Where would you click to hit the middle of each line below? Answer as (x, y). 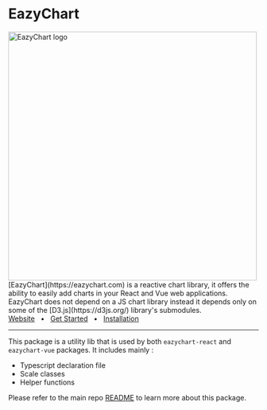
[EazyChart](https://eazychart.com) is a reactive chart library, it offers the (129, 284)
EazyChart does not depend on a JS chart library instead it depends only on (132, 301)
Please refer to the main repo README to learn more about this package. (127, 397)
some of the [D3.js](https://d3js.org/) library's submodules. (105, 310)
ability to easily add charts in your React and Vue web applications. (118, 293)
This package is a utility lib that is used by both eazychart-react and (120, 341)
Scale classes (42, 373)
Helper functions (47, 382)
